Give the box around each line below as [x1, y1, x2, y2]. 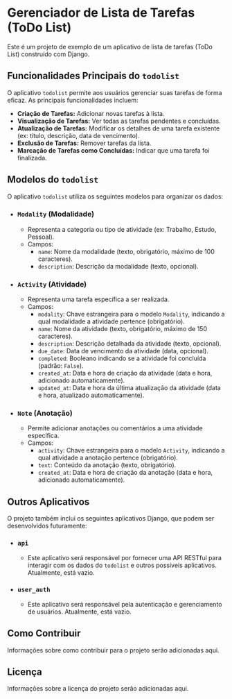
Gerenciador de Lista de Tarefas [7, 5, 195, 21]
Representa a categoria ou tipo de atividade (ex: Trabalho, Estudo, [27, 225, 217, 233]
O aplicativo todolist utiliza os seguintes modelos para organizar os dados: [7, 192, 224, 201]
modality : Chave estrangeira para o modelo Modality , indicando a [37, 310, 225, 319]
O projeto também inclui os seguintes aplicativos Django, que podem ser [7, 514, 215, 523]
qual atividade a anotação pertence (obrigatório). [37, 453, 179, 462]
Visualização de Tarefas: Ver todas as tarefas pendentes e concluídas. [17, 117, 221, 125]
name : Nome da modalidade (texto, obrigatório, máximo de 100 [37, 247, 215, 255]
